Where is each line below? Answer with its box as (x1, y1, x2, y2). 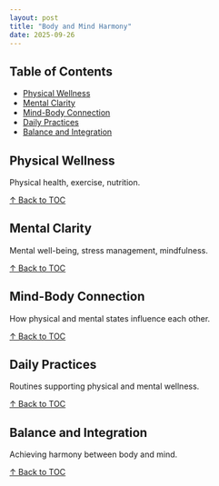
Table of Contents (9, 64, 114, 79)
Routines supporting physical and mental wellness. (9, 381, 200, 392)
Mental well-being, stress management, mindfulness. (9, 244, 209, 255)
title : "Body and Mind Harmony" (9, 22, 132, 31)
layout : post (9, 13, 59, 23)
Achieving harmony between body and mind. (9, 449, 178, 460)
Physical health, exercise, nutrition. (9, 177, 141, 187)
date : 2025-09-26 (9, 30, 75, 39)
